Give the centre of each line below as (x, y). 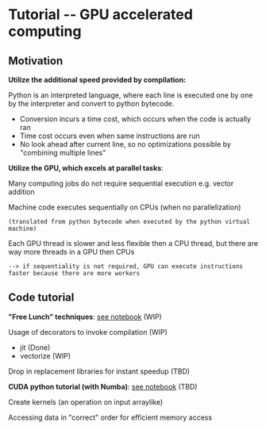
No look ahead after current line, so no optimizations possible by (125, 144)
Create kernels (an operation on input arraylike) (86, 401)
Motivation (36, 61)
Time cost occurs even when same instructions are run (110, 136)
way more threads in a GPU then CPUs (71, 252)
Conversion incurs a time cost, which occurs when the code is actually (135, 119)
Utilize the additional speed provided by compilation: (97, 80)
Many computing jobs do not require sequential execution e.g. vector (121, 183)
